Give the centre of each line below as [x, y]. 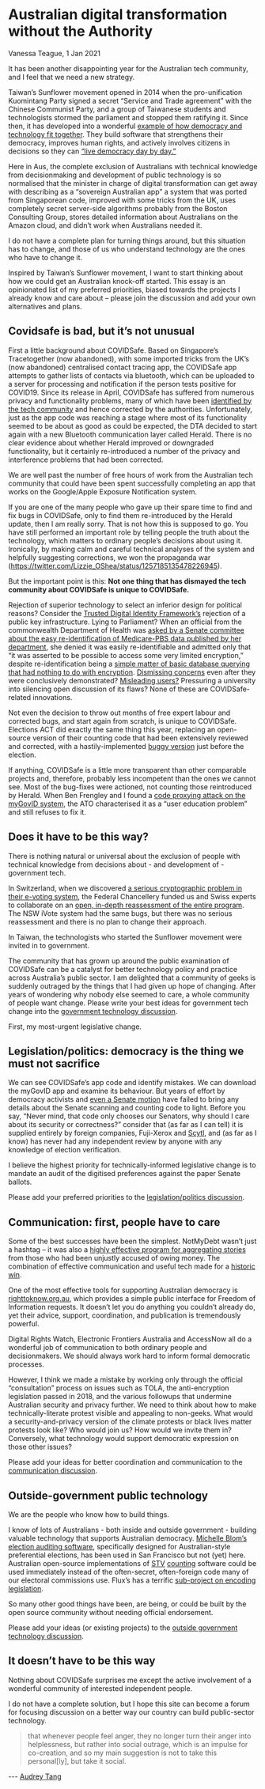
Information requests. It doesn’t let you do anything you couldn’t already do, [132, 1307]
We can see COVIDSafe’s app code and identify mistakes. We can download [132, 1083]
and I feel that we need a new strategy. [72, 77]
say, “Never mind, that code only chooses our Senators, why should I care [129, 1116]
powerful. [24, 1324]
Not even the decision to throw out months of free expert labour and [119, 713]
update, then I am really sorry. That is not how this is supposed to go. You [128, 524]
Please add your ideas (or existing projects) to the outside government [123, 1628]
